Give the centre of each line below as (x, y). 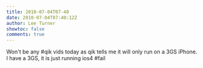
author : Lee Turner (31, 23)
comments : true (26, 35)
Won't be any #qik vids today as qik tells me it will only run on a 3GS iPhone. (102, 52)
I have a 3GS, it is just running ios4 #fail (56, 58)
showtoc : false (26, 29)
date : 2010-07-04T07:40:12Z (42, 18)
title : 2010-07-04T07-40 (38, 12)
